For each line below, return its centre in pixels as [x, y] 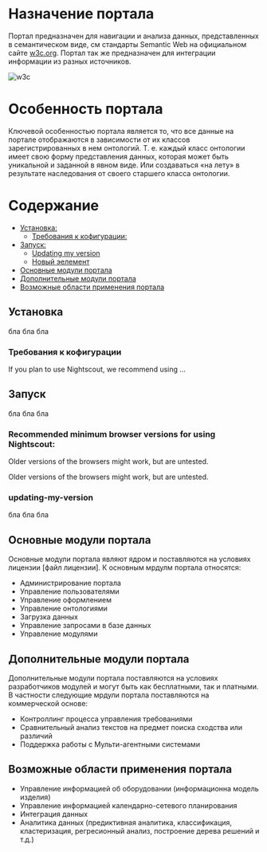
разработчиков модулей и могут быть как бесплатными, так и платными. [133, 686]
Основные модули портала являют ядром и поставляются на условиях [130, 559]
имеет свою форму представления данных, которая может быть [119, 156]
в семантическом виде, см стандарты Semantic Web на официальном [128, 44]
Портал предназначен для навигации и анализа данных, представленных [133, 36]
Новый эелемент [61, 261]
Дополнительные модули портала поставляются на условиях [113, 677]
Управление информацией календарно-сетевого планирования [128, 805]
